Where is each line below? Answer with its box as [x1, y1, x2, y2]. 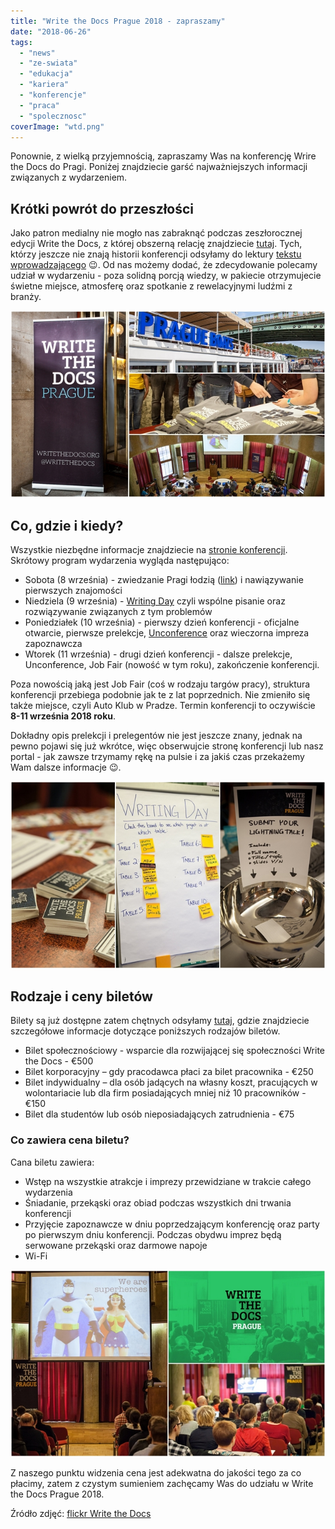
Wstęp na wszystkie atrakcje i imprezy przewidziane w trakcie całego [24, 1175, 312, 1187]
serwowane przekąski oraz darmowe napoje [24, 1239, 208, 1251]
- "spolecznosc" [19, 111, 87, 121]
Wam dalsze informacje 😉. [10, 761, 122, 774]
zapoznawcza [24, 638, 83, 650]
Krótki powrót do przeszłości [10, 200, 195, 217]
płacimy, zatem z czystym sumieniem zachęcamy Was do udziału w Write [10, 1477, 314, 1489]
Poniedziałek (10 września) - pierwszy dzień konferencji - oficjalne [24, 616, 300, 629]
